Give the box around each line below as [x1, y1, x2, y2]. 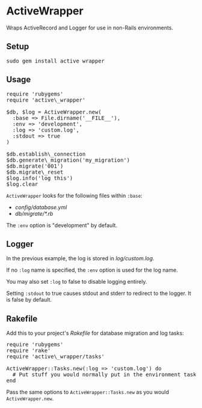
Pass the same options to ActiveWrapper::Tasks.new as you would [6, 389, 170, 396]
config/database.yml [14, 203, 67, 211]
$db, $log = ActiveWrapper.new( [6, 108, 102, 115]
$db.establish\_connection [6, 150, 86, 157]
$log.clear [6, 180, 38, 187]
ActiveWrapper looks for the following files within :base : [6, 192, 142, 199]
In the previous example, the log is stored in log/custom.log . [6, 255, 155, 262]
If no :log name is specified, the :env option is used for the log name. [6, 266, 179, 274]
